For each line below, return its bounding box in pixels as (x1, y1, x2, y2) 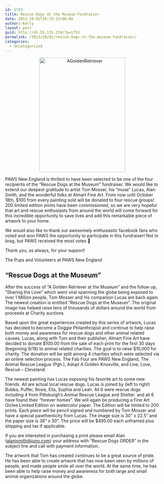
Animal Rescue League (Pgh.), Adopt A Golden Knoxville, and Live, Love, (5, 362, 152, 368)
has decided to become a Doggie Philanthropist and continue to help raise (5, 325, 155, 331)
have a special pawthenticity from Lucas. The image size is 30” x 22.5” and (5, 413, 157, 419)
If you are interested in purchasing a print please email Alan (5, 433, 125, 439)
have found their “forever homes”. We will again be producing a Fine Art (5, 397, 150, 403)
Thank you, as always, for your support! (5, 247, 86, 253)
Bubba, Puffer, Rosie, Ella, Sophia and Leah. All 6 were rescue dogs (5, 387, 141, 393)
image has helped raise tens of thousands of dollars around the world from (5, 305, 156, 311)
